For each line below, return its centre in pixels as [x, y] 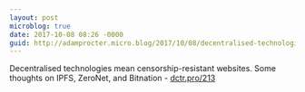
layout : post [34, 18]
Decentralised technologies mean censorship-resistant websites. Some [143, 69]
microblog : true [40, 26]
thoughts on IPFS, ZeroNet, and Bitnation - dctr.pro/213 [113, 78]
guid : [20, 43]
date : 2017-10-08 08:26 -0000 [67, 34]
